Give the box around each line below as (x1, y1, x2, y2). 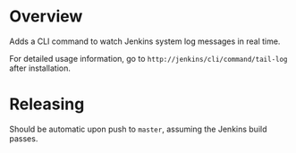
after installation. (9, 63, 72, 73)
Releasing (9, 94, 85, 115)
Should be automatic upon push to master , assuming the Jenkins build (9, 123, 267, 134)
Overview (9, 6, 83, 27)
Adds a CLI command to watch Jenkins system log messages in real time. (9, 36, 281, 47)
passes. (9, 132, 38, 144)
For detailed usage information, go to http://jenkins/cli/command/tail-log (9, 53, 288, 64)
